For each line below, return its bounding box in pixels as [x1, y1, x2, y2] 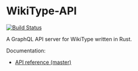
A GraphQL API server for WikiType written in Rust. [6, 35, 132, 42]
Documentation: [6, 47, 46, 54]
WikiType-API [6, 4, 77, 18]
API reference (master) [14, 58, 72, 66]
